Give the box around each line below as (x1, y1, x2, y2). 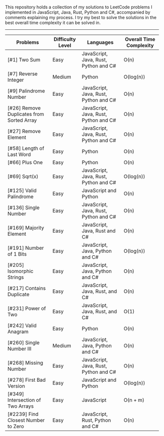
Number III (7, 346, 32, 352)
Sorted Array (7, 117, 37, 124)
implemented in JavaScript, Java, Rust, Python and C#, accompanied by (5, 9, 150, 15)
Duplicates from (7, 111, 44, 117)
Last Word (7, 151, 31, 158)
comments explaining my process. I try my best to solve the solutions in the (5, 15, 157, 20)
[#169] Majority (7, 224, 44, 231)
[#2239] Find (7, 411, 39, 417)
